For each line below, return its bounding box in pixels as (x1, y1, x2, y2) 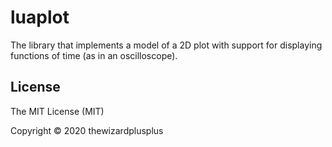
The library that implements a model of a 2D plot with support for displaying (10, 39, 323, 51)
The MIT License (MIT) (10, 105, 105, 117)
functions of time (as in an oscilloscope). (10, 49, 178, 61)
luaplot (10, 6, 70, 29)
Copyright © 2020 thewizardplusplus (10, 124, 164, 136)
